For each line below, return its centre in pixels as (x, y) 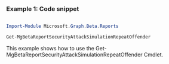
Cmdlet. (153, 55)
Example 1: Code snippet (43, 9)
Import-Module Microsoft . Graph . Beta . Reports (62, 26)
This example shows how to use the (50, 49)
